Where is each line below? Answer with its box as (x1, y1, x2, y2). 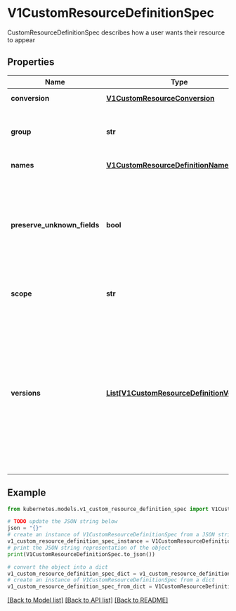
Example (7, 487, 46, 499)
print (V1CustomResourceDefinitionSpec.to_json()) (7, 550, 156, 558)
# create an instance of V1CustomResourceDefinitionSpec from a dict (7, 577, 216, 584)
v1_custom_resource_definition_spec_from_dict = (7, 583, 152, 591)
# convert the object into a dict (7, 563, 109, 571)
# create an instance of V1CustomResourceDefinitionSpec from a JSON (7, 531, 216, 538)
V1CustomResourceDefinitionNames (106, 160, 233, 170)
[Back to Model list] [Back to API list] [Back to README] (7, 596, 169, 605)
